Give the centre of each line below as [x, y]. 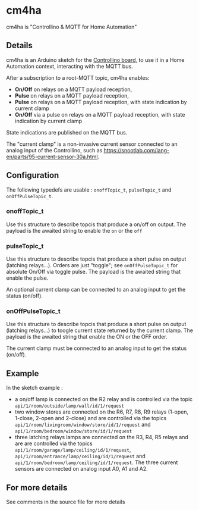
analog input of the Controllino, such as [54, 150]
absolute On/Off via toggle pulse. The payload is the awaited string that [94, 272]
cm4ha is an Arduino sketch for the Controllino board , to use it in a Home [95, 60]
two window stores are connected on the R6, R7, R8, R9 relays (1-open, [102, 412]
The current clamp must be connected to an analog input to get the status [97, 348]
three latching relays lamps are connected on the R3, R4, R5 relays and [102, 437]
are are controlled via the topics [54, 443]
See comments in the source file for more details [66, 502]
